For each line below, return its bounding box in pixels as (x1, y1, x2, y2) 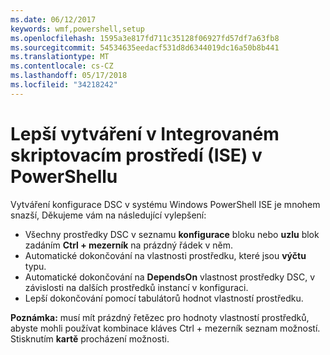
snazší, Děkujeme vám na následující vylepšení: (10, 209, 207, 221)
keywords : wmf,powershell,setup (10, 24, 145, 34)
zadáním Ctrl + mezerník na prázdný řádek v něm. (24, 239, 234, 251)
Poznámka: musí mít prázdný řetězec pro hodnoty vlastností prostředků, (10, 311, 310, 323)
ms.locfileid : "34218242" (10, 80, 118, 90)
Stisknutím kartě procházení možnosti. (10, 332, 170, 345)
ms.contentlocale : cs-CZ (10, 61, 114, 71)
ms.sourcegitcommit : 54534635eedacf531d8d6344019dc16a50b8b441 (10, 42, 280, 53)
